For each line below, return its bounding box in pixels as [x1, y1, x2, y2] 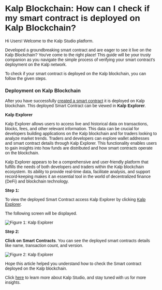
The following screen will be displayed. [5, 211, 77, 216]
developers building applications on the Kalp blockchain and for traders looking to [5, 131, 157, 137]
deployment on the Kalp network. [5, 61, 67, 67]
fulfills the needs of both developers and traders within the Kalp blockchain [5, 164, 144, 170]
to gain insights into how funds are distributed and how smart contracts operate [5, 145, 153, 151]
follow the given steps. [5, 76, 47, 81]
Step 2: [5, 229, 19, 234]
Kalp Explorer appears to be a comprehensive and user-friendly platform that [5, 159, 148, 165]
